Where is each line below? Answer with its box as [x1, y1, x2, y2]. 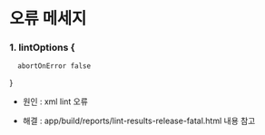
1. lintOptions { [9, 42, 75, 54]
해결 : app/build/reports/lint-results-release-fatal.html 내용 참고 [22, 115, 256, 127]
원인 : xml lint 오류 [22, 96, 89, 107]
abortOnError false [17, 62, 92, 71]
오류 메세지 [9, 8, 87, 29]
